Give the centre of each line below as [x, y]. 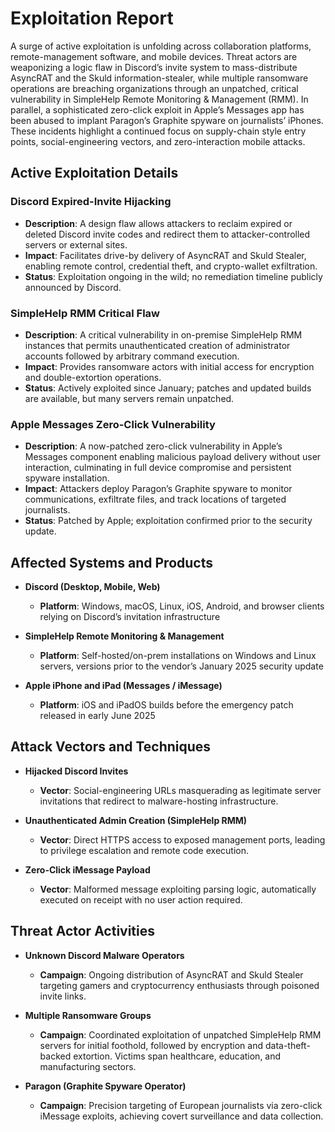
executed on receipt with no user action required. [141, 899]
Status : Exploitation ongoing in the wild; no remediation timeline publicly [173, 276]
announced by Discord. [73, 287]
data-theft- [287, 1045]
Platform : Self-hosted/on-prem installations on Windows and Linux [178, 656]
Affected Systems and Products [111, 562]
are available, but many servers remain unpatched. [129, 398]
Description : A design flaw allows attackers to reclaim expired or [158, 223]
